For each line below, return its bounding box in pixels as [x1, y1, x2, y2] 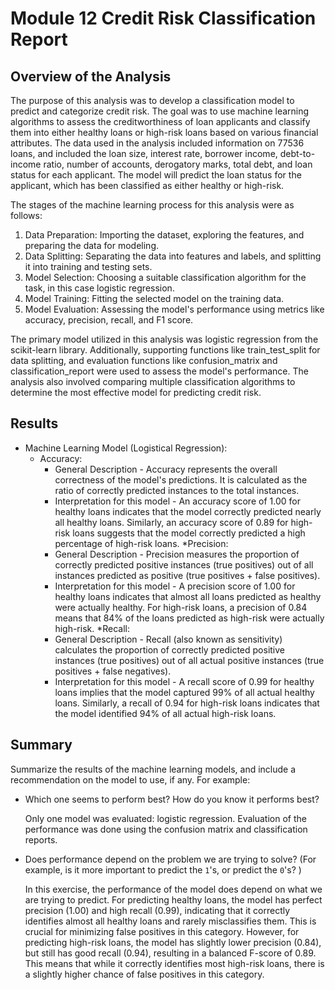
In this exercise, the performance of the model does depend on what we [24, 883, 323, 895]
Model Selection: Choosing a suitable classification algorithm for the [24, 272, 307, 283]
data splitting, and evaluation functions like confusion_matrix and [10, 355, 278, 366]
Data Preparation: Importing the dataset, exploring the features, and [24, 229, 305, 241]
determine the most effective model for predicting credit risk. [10, 387, 262, 398]
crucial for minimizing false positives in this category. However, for [24, 925, 300, 937]
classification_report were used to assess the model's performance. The [10, 365, 309, 377]
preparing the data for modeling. [24, 240, 160, 251]
